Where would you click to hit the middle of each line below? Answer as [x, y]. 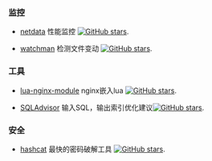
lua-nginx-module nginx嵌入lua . [98, 91]
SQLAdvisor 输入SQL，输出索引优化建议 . [112, 107]
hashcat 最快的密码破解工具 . [93, 149]
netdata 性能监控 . [74, 32]
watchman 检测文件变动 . [86, 49]
